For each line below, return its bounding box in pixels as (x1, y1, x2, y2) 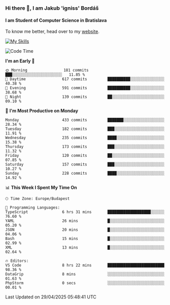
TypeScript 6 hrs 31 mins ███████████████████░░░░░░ (5, 210, 165, 215)
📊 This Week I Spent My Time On (5, 185, 77, 191)
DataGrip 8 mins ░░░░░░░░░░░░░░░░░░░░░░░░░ (5, 272, 165, 277)
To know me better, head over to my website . (5, 28, 100, 35)
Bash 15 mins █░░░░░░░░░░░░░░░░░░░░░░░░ (5, 236, 165, 242)
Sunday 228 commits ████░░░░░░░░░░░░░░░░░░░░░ (5, 171, 165, 176)
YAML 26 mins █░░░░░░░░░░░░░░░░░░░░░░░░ (5, 218, 165, 224)
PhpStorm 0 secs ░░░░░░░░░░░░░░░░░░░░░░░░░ (5, 281, 165, 286)
